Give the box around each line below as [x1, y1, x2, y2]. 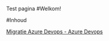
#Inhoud [6, 17, 27, 23]
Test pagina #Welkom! [6, 5, 62, 12]
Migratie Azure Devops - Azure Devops [6, 28, 103, 35]
